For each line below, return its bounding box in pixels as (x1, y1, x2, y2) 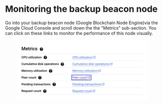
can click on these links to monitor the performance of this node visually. (5, 30, 153, 36)
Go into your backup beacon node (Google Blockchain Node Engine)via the (5, 20, 158, 26)
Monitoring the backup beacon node (5, 3, 158, 15)
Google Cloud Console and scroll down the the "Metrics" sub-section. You (5, 25, 157, 31)
